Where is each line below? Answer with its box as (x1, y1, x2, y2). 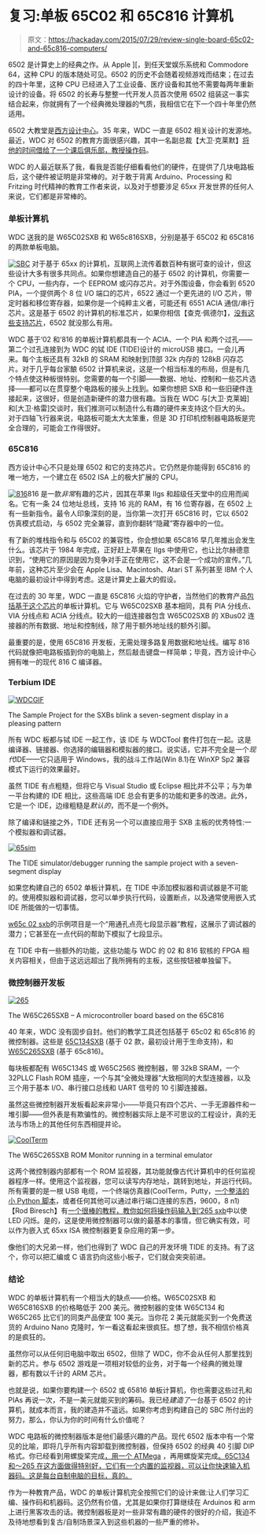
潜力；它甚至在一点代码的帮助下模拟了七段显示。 (8, 929, 167, 938)
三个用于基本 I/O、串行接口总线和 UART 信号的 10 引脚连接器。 (8, 1083, 212, 1093)
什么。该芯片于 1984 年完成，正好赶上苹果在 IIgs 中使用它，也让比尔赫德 (8, 544, 244, 555)
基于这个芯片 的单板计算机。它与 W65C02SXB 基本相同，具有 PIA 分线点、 (14, 601, 256, 610)
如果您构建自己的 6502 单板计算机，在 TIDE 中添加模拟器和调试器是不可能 (8, 883, 248, 892)
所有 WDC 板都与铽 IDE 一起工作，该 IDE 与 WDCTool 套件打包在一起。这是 (8, 735, 252, 744)
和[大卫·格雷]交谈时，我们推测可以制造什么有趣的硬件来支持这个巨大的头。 (8, 404, 250, 413)
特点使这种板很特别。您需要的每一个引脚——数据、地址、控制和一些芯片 (14, 374, 249, 384)
